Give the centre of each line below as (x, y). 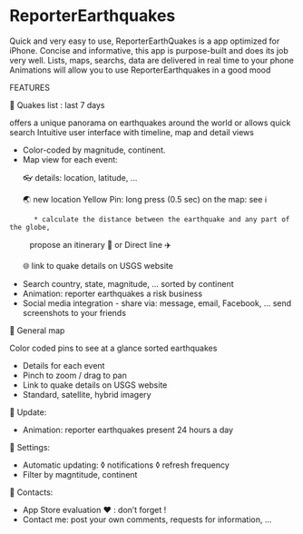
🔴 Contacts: (31, 492)
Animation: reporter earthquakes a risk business (112, 293)
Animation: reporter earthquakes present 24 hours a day (128, 430)
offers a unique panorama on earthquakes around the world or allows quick (150, 123)
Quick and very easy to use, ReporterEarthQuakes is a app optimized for (145, 41)
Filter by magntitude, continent (80, 474)
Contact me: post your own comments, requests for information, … (147, 519)
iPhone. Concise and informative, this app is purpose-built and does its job (149, 50)
